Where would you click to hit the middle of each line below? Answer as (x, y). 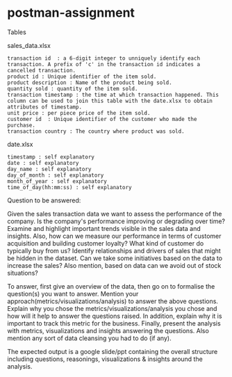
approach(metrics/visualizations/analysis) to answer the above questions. (113, 301)
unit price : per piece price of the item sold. (79, 113)
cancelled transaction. (42, 70)
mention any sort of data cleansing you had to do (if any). (89, 338)
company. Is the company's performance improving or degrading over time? (116, 221)
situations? (23, 273)
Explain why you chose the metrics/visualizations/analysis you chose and (112, 308)
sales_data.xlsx (29, 45)
